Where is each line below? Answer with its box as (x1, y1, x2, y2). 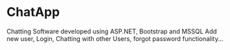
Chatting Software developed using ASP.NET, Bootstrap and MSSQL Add (6, 27, 217, 35)
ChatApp (6, 4, 60, 20)
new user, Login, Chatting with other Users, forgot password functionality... (6, 34, 224, 42)
